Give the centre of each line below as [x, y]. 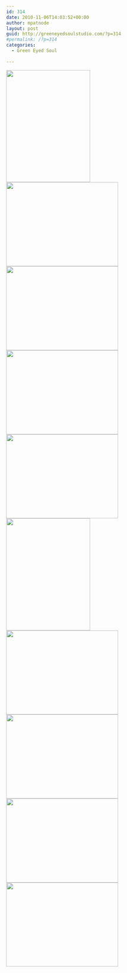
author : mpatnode [28, 23]
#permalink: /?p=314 [32, 39]
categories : [21, 45]
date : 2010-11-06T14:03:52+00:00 [48, 17]
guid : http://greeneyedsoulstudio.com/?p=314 [63, 34]
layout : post [22, 28]
